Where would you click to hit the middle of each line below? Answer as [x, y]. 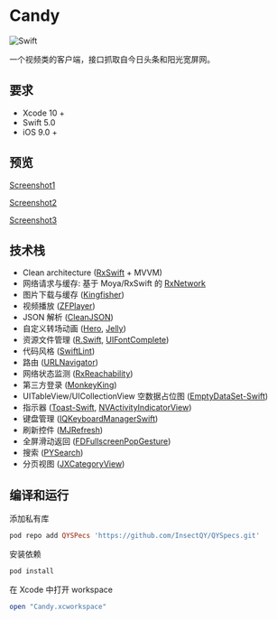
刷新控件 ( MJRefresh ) [63, 430]
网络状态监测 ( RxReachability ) [78, 374]
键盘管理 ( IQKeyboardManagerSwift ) [90, 419]
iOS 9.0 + [40, 132]
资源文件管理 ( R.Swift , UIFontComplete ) [96, 340]
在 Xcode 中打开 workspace [61, 589]
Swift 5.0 [39, 122]
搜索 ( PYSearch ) [53, 453]
